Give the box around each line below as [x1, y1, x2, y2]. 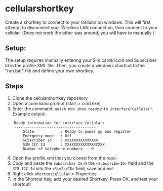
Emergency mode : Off [23, 133, 72, 138]
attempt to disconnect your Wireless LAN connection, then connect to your [5, 24, 158, 30]
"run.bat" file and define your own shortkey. [5, 68, 95, 74]
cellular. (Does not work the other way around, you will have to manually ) [5, 30, 155, 36]
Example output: [12, 111, 46, 116]
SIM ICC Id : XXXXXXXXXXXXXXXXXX [23, 142, 105, 147]
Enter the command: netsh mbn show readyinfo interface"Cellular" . [12, 106, 154, 112]
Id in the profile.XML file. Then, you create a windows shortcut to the [5, 62, 145, 68]
